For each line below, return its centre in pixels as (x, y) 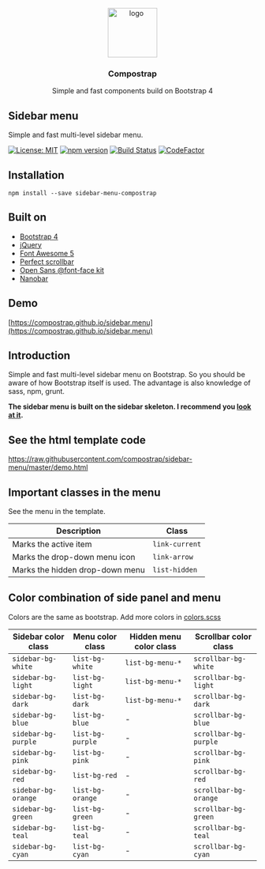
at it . (16, 415)
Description (78, 531)
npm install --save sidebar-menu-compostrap (82, 193)
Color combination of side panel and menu (114, 598)
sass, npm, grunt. (37, 391)
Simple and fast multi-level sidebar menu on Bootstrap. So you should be (127, 375)
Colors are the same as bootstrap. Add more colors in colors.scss (115, 617)
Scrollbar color (223, 637)
